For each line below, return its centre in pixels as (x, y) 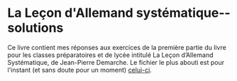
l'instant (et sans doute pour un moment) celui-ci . (80, 70)
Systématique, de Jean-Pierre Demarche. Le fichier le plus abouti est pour (116, 62)
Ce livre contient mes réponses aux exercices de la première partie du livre (117, 47)
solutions (35, 28)
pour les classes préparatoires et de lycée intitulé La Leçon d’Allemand (111, 55)
